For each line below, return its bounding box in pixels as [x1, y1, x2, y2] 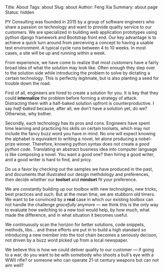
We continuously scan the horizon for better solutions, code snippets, [5, 222, 145, 227]
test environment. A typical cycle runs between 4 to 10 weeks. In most [5, 45, 146, 50]
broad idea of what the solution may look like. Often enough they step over [5, 65, 155, 71]
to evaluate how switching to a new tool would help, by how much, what [5, 207, 150, 213]
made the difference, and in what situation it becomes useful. [5, 212, 128, 218]
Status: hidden [5, 9, 34, 15]
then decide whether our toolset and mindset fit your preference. [5, 176, 138, 182]
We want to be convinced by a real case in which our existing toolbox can [5, 197, 154, 202]
